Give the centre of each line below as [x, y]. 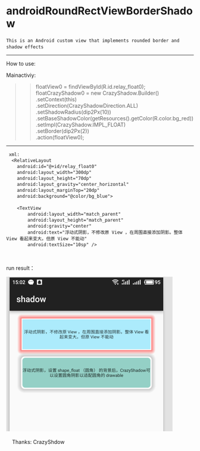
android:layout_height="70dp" [54, 178]
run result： [21, 268]
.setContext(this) [56, 99]
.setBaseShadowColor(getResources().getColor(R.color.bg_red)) [115, 118]
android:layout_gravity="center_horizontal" [73, 184]
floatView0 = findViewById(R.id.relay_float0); [90, 86]
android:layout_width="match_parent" [74, 214]
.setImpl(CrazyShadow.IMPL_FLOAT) [81, 125]
